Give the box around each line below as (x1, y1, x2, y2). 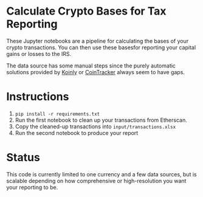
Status (6, 151, 41, 165)
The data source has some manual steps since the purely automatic (6, 62, 176, 69)
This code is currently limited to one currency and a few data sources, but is (6, 170, 197, 178)
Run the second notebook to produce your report (15, 129, 139, 136)
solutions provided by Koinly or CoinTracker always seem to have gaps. (6, 68, 185, 75)
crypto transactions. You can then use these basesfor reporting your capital (6, 44, 196, 51)
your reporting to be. (6, 184, 58, 191)
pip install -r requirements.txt (15, 111, 100, 117)
